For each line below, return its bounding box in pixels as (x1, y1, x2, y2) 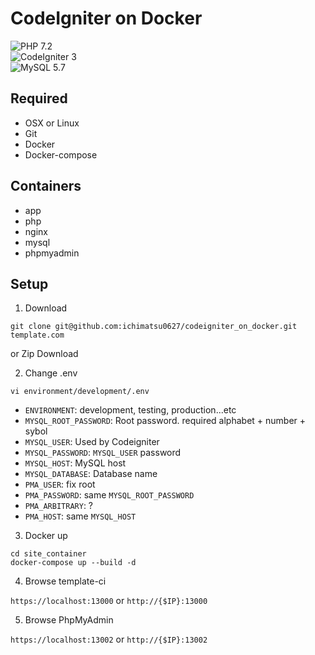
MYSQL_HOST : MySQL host (24, 457, 127, 469)
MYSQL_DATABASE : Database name (24, 468, 158, 480)
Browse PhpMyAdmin (24, 614, 114, 626)
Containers (10, 178, 82, 195)
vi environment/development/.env (10, 387, 150, 397)
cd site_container (10, 549, 87, 559)
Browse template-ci (24, 575, 107, 587)
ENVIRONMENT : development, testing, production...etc (24, 404, 237, 416)
